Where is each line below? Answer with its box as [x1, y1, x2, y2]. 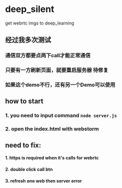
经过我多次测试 [5, 36, 51, 44]
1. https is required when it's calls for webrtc [5, 155, 99, 161]
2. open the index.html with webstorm [5, 125, 99, 132]
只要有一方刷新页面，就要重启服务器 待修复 [5, 66, 109, 73]
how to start [5, 97, 44, 105]
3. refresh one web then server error [5, 177, 82, 183]
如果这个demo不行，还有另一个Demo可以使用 [5, 81, 116, 88]
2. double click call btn [5, 166, 53, 172]
